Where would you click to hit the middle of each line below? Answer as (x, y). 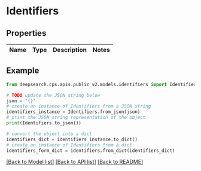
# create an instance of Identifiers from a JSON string (79, 106)
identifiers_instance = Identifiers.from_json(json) (73, 112)
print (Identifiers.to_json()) (44, 123)
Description (70, 50)
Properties (26, 33)
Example (23, 71)
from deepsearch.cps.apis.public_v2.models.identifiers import (87, 84)
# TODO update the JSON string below (53, 95)
